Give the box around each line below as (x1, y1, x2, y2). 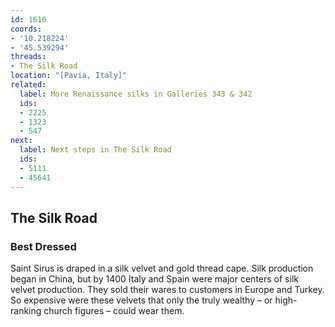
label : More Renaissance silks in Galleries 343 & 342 (19, 89, 253, 99)
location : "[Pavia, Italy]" (10, 71, 128, 81)
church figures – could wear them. (43, 305, 185, 317)
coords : (10, 24, 43, 34)
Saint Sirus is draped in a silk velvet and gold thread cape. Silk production (10, 262, 314, 275)
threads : (10, 52, 47, 62)
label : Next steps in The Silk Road (19, 145, 172, 155)
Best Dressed (10, 239, 77, 253)
